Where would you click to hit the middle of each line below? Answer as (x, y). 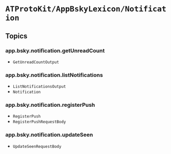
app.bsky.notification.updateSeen (49, 135)
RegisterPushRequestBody (39, 122)
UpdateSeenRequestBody (37, 146)
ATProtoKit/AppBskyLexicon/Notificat (86, 9)
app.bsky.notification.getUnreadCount (55, 50)
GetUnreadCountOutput (36, 62)
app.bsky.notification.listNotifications (54, 75)
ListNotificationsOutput (39, 87)
